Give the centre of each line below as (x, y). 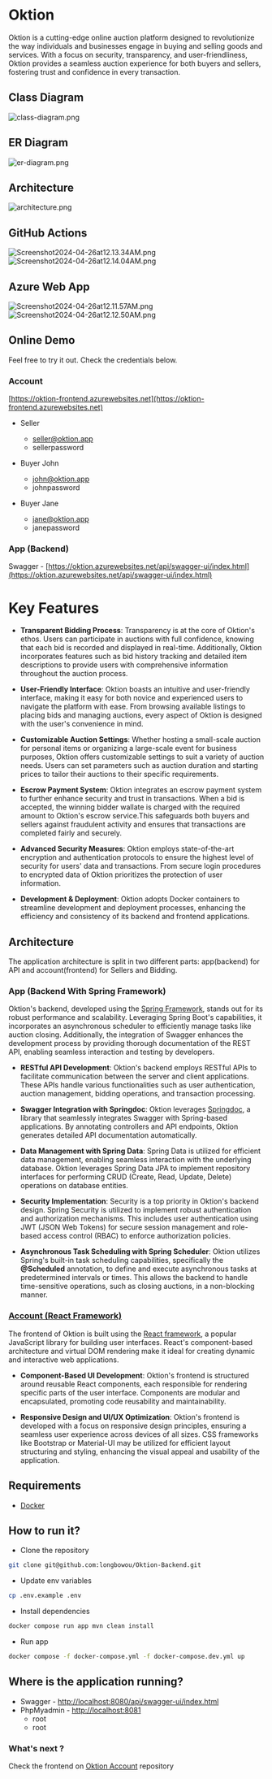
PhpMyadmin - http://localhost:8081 (80, 1710)
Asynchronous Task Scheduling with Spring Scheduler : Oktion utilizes (140, 1252)
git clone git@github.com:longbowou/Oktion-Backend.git (105, 1565)
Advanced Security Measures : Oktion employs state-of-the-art (127, 849)
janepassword (56, 528)
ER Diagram (39, 143)
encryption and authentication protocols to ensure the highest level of (137, 857)
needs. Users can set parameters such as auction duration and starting (139, 766)
